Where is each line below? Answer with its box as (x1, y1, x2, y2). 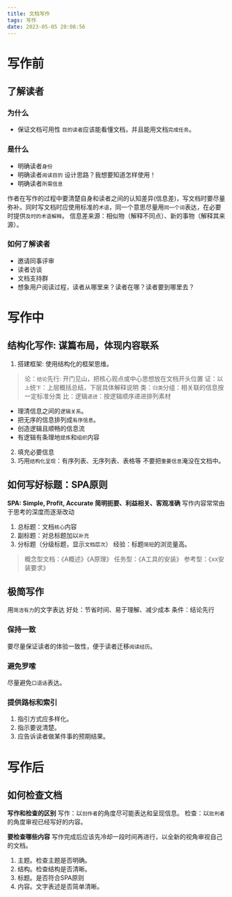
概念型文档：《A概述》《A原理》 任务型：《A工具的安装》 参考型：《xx (24, 555, 218, 563)
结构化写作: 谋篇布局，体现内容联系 (7, 340, 159, 351)
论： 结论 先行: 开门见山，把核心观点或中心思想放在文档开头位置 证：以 (24, 374, 224, 383)
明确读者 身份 (17, 161, 53, 170)
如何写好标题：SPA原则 (7, 479, 108, 491)
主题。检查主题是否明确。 (17, 856, 91, 865)
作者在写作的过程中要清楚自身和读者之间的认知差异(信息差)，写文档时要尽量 (7, 194, 226, 203)
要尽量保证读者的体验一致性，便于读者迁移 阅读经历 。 (7, 642, 157, 650)
